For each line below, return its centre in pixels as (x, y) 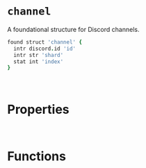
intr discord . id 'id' (45, 49)
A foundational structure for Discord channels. (73, 29)
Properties (38, 109)
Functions (36, 157)
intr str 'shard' (39, 55)
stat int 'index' (39, 61)
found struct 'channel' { (44, 42)
